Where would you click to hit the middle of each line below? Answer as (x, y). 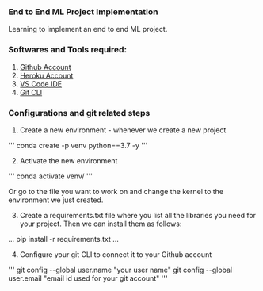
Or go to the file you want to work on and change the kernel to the (116, 191)
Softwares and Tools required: (68, 50)
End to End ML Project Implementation (83, 12)
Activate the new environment (69, 160)
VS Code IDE (40, 84)
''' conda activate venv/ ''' (51, 176)
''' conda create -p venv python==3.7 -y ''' (78, 145)
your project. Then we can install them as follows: (101, 224)
